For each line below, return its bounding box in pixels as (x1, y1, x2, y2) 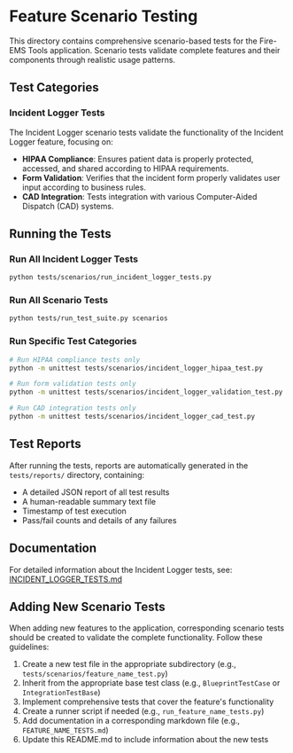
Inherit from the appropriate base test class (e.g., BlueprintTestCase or (21, 678, 281, 688)
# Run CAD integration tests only (9, 404, 137, 413)
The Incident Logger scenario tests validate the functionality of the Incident (9, 127, 284, 137)
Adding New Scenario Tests (9, 599, 166, 614)
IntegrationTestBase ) (21, 687, 101, 698)
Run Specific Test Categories (9, 335, 137, 348)
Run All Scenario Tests (9, 294, 109, 307)
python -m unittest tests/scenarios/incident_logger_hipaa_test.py (9, 364, 264, 373)
